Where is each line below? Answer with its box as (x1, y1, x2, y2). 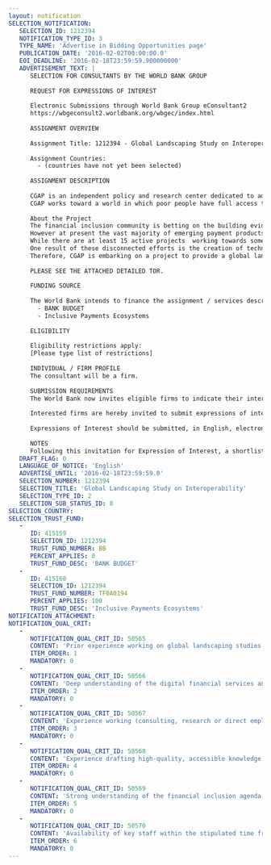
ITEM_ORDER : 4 (29, 762, 78, 771)
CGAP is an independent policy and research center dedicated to (29, 191, 254, 200)
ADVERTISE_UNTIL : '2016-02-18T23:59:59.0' (19, 470, 164, 478)
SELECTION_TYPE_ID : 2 (19, 491, 92, 500)
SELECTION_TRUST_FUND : (8, 514, 85, 523)
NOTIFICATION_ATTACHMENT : (8, 612, 95, 620)
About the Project (29, 215, 92, 223)
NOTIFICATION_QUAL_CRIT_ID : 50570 (29, 822, 147, 830)
